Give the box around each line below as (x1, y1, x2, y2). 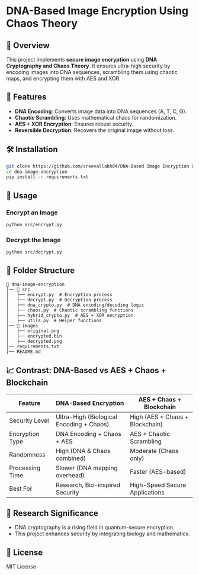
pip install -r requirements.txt (6, 174, 89, 180)
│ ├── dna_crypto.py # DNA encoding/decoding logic (6, 302, 145, 308)
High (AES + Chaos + (130, 413, 189, 421)
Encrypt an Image (6, 208, 58, 217)
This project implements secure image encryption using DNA (6, 56, 158, 63)
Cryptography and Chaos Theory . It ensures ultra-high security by (6, 62, 171, 69)
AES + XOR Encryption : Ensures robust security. (14, 120, 134, 127)
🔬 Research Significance (6, 508, 99, 518)
